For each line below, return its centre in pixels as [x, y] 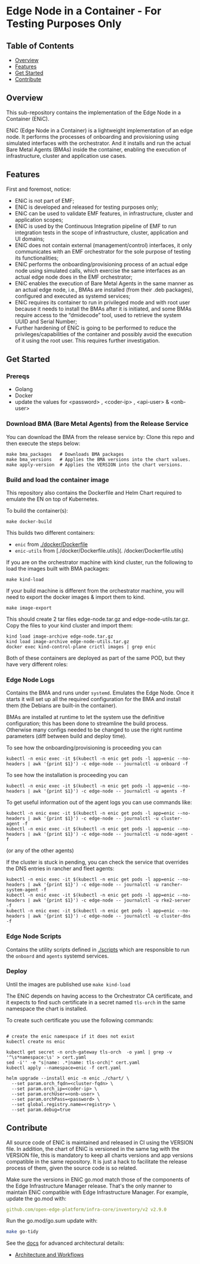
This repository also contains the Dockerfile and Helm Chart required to [94, 492]
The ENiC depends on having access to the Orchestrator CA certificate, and [99, 996]
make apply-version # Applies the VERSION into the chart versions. [95, 465]
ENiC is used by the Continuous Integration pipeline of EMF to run [96, 226]
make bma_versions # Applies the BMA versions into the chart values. [99, 459]
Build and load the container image [58, 480]
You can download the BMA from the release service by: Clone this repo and [100, 437]
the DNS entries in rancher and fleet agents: [60, 869]
